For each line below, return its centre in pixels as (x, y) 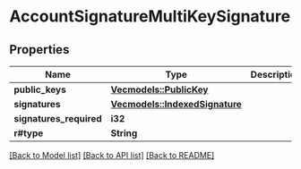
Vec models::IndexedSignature (176, 104)
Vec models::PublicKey (159, 89)
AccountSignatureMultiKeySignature (150, 17)
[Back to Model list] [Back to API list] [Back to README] (112, 155)
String (124, 133)
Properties (39, 50)
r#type (29, 133)
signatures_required (58, 118)
